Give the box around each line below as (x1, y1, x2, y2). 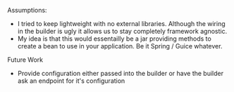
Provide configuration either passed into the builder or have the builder (17, 70, 224, 77)
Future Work (7, 55, 44, 64)
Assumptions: (7, 6, 47, 14)
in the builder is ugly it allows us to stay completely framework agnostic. (17, 27, 228, 35)
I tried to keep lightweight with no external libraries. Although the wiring (17, 20, 226, 27)
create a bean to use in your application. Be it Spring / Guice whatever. (17, 42, 223, 50)
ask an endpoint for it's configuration (17, 77, 125, 85)
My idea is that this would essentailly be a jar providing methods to (17, 34, 211, 43)
